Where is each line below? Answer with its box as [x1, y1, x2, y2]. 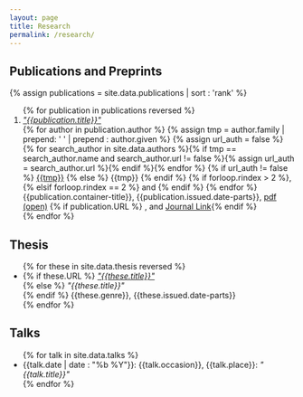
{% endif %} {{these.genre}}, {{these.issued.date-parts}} [22, 290, 237, 300]
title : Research [9, 22, 71, 31]
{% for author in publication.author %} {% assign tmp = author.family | [22, 124, 285, 136]
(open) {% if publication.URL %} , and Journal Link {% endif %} [22, 201, 258, 213]
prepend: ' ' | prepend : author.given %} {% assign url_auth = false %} [22, 134, 284, 145]
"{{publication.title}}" [22, 115, 102, 126]
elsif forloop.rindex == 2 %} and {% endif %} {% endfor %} [35, 182, 258, 193]
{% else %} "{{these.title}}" [22, 280, 125, 290]
